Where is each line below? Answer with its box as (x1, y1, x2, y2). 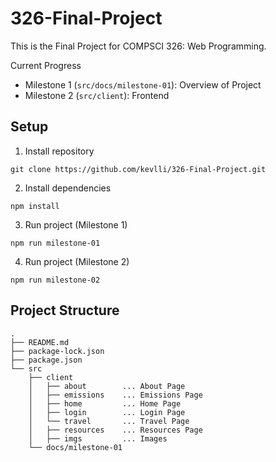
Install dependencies (24, 182, 112, 194)
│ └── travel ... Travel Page (28, 416, 190, 426)
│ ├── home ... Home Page (28, 398, 182, 409)
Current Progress (10, 59, 82, 71)
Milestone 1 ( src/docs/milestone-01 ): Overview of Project (24, 78, 262, 91)
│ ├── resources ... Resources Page (28, 425, 203, 435)
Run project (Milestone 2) (24, 255, 130, 267)
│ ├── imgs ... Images (28, 433, 168, 444)
